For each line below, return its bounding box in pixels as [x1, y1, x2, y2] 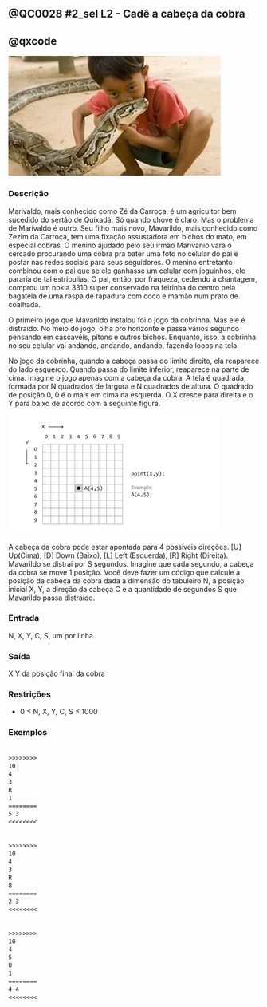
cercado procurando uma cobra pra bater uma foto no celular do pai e [8, 248, 239, 259]
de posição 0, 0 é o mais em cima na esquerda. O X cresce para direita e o [8, 389, 253, 399]
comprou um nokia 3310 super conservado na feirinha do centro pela [8, 282, 236, 292]
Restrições [8, 689, 52, 700]
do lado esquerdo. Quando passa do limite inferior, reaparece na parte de [8, 364, 249, 374]
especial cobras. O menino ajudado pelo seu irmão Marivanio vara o [8, 240, 233, 250]
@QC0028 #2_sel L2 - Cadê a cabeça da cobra [8, 7, 245, 21]
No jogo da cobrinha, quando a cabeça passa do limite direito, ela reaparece [8, 356, 260, 365]
